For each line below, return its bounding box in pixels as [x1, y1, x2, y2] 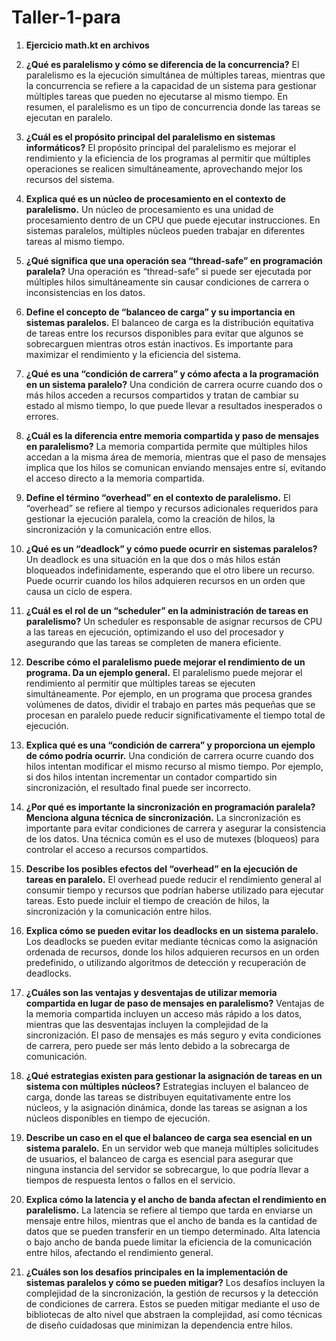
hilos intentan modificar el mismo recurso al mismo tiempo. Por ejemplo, [25, 760, 324, 772]
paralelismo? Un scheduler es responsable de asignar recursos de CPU [25, 615, 323, 627]
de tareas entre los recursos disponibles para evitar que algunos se [25, 327, 304, 339]
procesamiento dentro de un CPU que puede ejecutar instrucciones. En [25, 214, 321, 226]
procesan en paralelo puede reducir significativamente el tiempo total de [25, 709, 326, 721]
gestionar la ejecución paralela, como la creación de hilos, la [25, 512, 276, 525]
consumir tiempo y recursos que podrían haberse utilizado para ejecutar [25, 884, 324, 896]
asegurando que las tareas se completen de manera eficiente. [25, 636, 282, 648]
